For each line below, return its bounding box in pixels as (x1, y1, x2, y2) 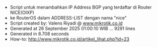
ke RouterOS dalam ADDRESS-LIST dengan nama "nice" (10, 15, 127, 20)
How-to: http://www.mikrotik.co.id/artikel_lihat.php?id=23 (10, 36, 130, 42)
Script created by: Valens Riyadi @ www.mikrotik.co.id (10, 20, 123, 26)
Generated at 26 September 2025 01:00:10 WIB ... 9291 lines (10, 25, 135, 31)
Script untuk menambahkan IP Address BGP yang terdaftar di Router (10, 4, 152, 10)
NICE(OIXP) (10, 9, 34, 15)
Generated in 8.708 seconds (10, 31, 69, 36)
